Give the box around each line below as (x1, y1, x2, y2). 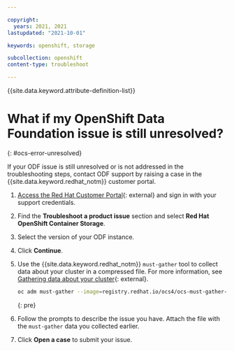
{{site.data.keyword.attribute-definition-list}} (7, 87, 136, 94)
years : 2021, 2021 (13, 22, 68, 30)
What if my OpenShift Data (7, 111, 166, 127)
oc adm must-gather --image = (17, 288, 103, 295)
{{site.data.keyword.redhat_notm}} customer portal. (7, 177, 156, 185)
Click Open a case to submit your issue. (17, 335, 133, 343)
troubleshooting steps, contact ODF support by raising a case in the (7, 169, 203, 178)
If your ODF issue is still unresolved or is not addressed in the (7, 162, 184, 171)
